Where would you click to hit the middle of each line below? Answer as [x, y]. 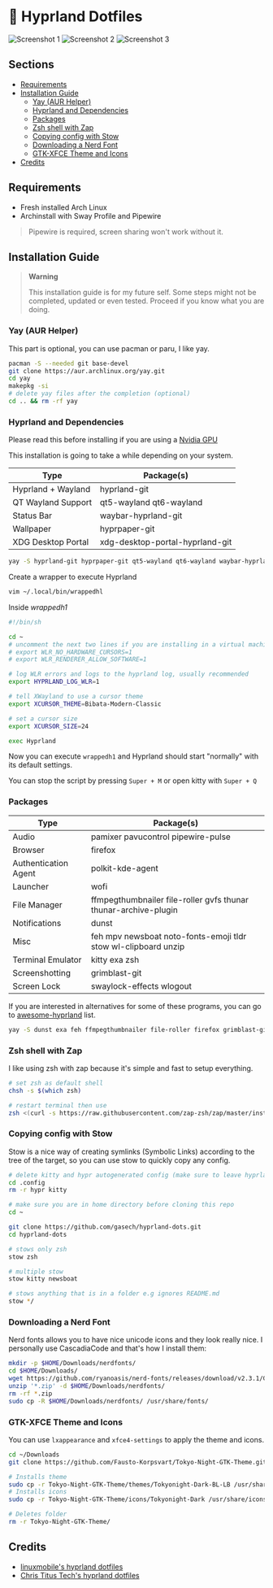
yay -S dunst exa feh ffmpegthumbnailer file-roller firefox [114, 1029]
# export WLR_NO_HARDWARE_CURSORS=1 [70, 652]
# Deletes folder [38, 1514]
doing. [39, 310]
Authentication [41, 863]
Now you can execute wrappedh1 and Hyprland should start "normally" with [133, 756]
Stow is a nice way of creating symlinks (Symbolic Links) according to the [132, 1151]
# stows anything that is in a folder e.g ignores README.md [114, 1294]
